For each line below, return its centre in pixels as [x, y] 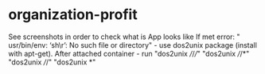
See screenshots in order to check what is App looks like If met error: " [124, 37]
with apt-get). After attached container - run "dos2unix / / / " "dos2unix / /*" [129, 53]
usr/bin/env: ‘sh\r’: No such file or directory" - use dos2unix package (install [132, 45]
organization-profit [73, 15]
